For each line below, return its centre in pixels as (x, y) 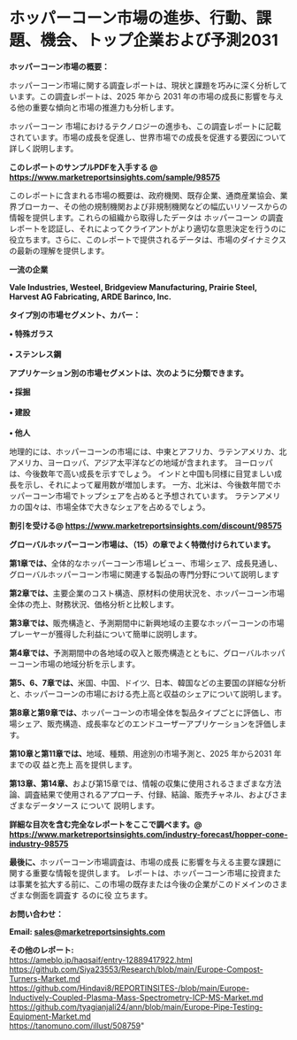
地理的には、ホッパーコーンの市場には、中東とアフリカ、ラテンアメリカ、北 (148, 451)
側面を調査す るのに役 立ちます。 (92, 895)
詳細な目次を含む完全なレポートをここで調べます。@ (106, 824)
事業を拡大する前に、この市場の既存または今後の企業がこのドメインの (144, 884)
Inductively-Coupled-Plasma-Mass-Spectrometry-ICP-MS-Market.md (136, 998)
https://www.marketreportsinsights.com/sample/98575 (115, 177)
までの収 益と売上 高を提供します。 (73, 764)
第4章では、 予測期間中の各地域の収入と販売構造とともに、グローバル (136, 652)
